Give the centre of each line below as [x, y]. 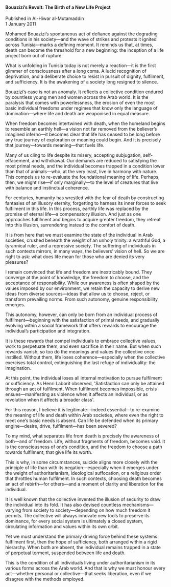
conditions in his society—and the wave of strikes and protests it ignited [81, 39]
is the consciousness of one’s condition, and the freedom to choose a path [84, 447]
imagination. [18, 368]
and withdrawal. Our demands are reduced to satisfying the [94, 161]
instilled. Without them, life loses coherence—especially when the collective [85, 357]
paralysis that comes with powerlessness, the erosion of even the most [80, 103]
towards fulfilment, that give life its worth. [49, 452]
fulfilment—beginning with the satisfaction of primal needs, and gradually [82, 320]
